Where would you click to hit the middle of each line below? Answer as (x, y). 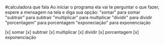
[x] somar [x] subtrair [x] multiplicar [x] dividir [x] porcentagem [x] (72, 32)
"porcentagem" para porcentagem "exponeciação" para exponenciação (78, 22)
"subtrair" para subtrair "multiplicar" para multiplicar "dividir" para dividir (79, 17)
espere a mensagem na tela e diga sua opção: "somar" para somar (73, 12)
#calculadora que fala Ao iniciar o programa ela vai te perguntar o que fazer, (82, 7)
